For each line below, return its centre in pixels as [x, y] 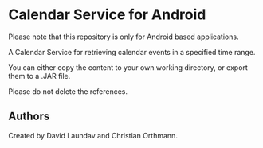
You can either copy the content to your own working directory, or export [128, 67]
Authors [29, 117]
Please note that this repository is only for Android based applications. [124, 37]
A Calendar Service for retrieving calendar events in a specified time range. [132, 52]
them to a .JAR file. [39, 76]
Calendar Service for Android [107, 15]
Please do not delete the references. [68, 91]
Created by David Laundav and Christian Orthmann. [93, 135]
